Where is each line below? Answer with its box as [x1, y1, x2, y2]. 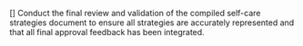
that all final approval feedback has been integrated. [9, 27, 205, 37]
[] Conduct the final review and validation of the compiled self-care [9, 8, 261, 18]
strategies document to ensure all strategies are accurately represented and [9, 17, 295, 28]
